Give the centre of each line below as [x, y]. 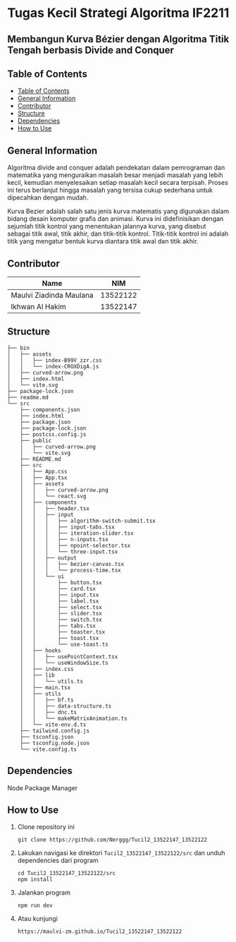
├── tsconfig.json [47, 737]
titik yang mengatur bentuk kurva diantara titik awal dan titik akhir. [103, 241]
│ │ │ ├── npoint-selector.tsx [75, 545]
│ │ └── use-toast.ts [64, 644]
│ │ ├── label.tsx [60, 601]
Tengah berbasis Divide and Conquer [91, 50]
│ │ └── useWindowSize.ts [64, 663]
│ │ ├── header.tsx [55, 508]
